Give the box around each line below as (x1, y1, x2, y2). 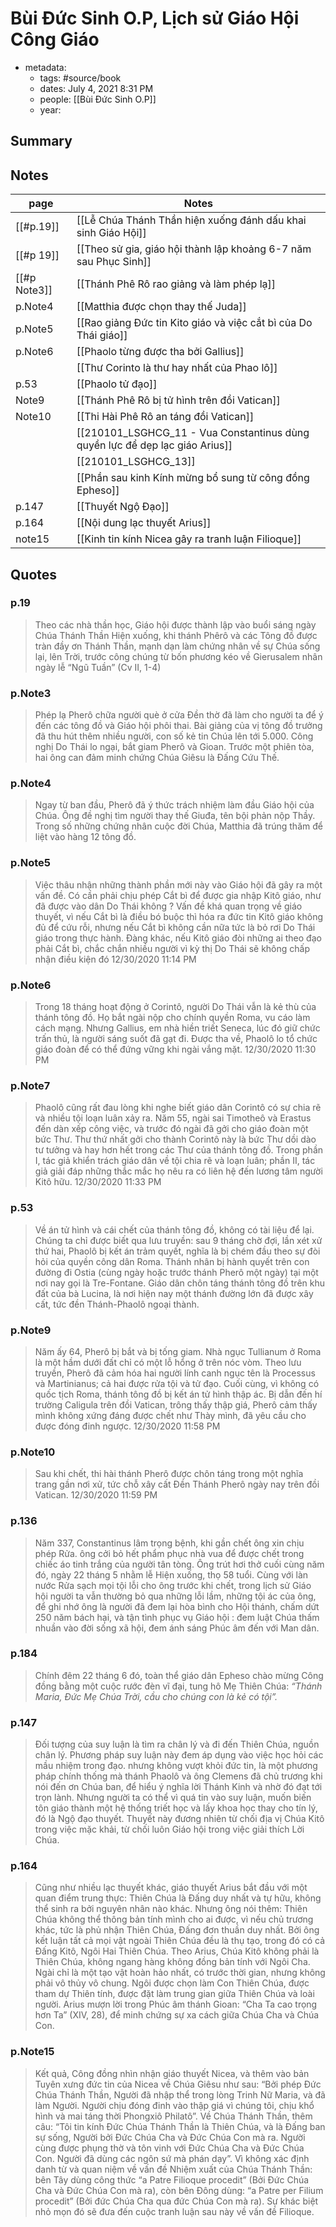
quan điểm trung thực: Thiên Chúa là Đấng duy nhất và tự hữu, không (34, 1892, 322, 1904)
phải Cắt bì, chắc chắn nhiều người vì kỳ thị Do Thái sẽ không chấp (34, 942, 311, 954)
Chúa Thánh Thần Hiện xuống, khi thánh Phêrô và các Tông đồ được (34, 629, 318, 641)
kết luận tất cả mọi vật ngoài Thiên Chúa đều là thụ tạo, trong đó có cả (34, 1935, 326, 1947)
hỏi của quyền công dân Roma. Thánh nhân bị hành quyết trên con (34, 1255, 310, 1267)
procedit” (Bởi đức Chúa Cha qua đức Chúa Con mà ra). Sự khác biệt (34, 2195, 319, 2207)
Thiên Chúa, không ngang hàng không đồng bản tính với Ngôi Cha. (34, 1956, 311, 1968)
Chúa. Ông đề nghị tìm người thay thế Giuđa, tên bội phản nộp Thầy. (34, 810, 316, 822)
